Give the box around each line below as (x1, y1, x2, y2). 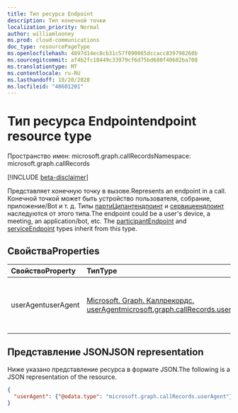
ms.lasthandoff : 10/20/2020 (7, 76, 91, 84)
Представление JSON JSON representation (7, 346, 204, 358)
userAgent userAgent (11, 300, 80, 310)
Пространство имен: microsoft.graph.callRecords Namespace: (7, 152, 191, 160)
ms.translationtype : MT (7, 63, 78, 70)
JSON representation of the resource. (7, 373, 118, 381)
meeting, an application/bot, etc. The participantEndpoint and (7, 217, 187, 225)
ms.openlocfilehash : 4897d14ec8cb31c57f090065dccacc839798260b (7, 50, 198, 57)
